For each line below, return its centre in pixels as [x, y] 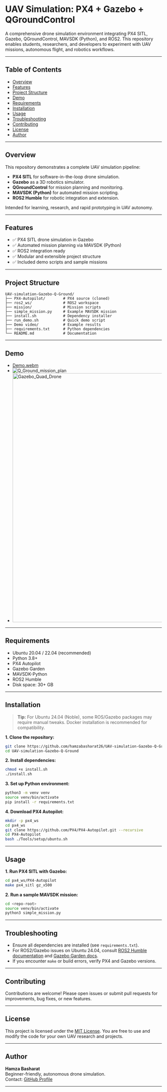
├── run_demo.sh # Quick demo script [55, 320]
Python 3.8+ [25, 658]
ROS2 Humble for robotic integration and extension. [66, 198]
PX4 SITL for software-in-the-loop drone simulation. [66, 177]
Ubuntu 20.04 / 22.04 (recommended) [52, 653]
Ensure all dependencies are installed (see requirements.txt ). [76, 945]
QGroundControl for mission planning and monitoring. [68, 187]
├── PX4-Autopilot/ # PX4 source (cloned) [58, 299]
